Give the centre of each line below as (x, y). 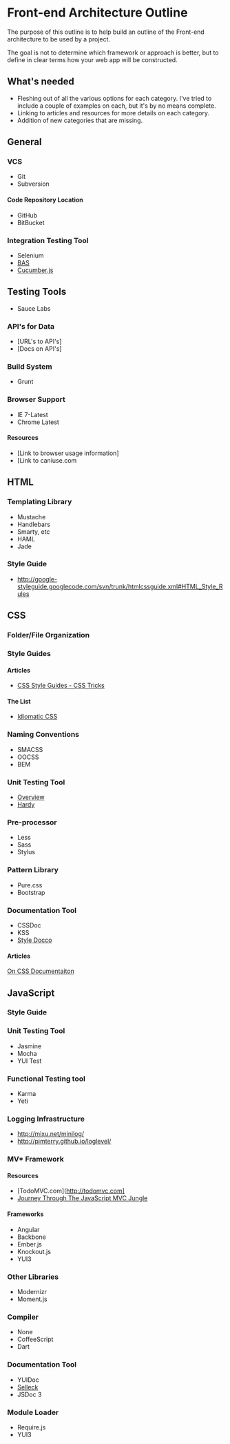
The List (19, 701)
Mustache (31, 517)
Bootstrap (31, 892)
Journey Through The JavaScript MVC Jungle (82, 1198)
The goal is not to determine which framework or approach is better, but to (113, 52)
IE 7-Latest (32, 414)
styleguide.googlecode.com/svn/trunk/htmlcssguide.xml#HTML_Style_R (120, 586)
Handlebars (33, 524)
